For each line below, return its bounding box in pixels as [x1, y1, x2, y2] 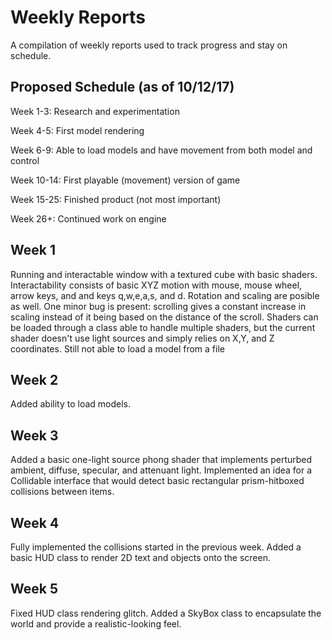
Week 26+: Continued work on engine [10, 212, 167, 225]
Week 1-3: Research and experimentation [10, 105, 180, 117]
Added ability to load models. [10, 398, 132, 410]
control [10, 154, 40, 166]
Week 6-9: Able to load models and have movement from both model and [10, 144, 313, 156]
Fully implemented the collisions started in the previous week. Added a [10, 541, 302, 553]
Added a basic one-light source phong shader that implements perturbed [10, 454, 313, 466]
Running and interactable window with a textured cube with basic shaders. [10, 268, 318, 280]
